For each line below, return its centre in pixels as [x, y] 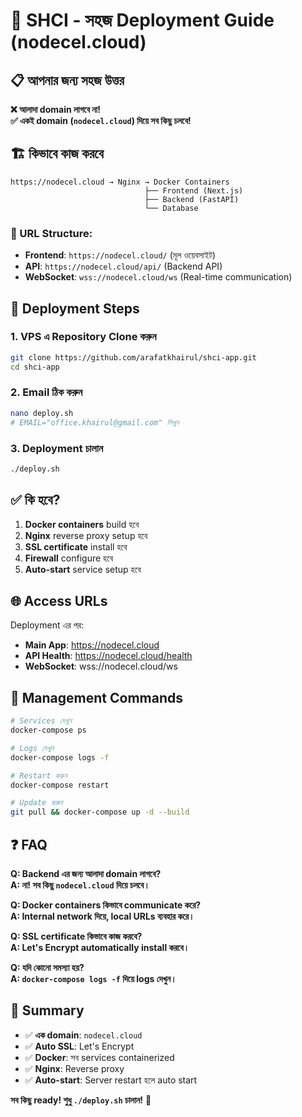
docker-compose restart [60, 785]
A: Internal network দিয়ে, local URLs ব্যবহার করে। [102, 916]
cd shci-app [35, 367]
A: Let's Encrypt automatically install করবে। [100, 948]
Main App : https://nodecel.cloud [92, 645]
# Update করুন [36, 803]
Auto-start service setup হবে [83, 569]
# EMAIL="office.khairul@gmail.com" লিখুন [95, 422]
